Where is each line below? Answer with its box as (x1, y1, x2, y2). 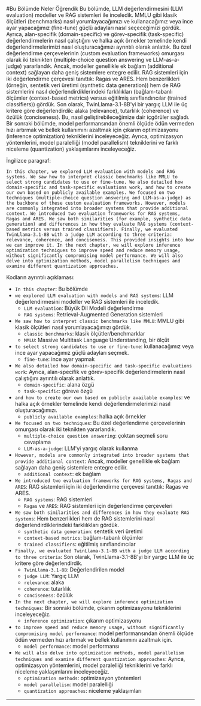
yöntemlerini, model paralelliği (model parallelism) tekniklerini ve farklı (6, 139, 178, 146)
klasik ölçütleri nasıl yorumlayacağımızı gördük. (14, 324, 132, 331)
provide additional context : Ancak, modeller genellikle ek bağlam (14, 457, 181, 465)
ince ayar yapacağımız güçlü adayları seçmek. (14, 349, 129, 356)
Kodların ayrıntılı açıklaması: (6, 274, 75, 281)
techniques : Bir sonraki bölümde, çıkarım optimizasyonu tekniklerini (14, 605, 181, 611)
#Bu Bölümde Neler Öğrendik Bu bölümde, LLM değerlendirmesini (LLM (6, 5, 184, 12)
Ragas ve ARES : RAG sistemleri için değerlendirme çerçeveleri (23, 502, 173, 509)
